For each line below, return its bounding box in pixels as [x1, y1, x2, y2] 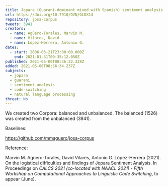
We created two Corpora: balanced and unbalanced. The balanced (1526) [5, 110, 158, 116]
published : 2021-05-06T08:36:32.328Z [5, 59, 85, 64]
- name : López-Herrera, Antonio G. [10, 40, 85, 45]
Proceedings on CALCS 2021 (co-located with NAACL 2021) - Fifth [5, 165, 143, 171]
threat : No [5, 96, 28, 101]
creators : [5, 26, 26, 31]
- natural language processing [10, 92, 75, 97]
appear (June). [5, 176, 36, 182]
